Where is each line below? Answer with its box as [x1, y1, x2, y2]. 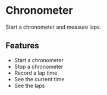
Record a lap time [14, 69, 58, 76]
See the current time [14, 75, 65, 82]
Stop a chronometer [14, 63, 64, 70]
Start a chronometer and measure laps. [5, 23, 102, 30]
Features [5, 41, 39, 51]
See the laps [14, 82, 45, 89]
